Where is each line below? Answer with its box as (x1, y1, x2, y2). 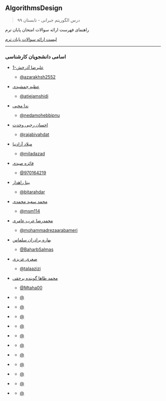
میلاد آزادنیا (12, 141, 33, 147)
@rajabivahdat (19, 132, 49, 137)
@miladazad (19, 151, 45, 157)
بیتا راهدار (12, 179, 31, 185)
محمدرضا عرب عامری (12, 218, 53, 224)
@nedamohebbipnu (19, 112, 60, 118)
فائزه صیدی (12, 160, 34, 166)
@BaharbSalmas (19, 247, 54, 253)
